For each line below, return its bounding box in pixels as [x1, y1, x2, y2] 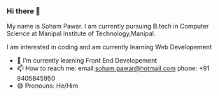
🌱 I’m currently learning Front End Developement [16, 56, 157, 65]
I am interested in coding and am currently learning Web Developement [6, 43, 213, 51]
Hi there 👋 [6, 6, 41, 16]
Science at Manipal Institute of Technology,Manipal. [6, 29, 156, 38]
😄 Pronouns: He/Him [16, 81, 78, 90]
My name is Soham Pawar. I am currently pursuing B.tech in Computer [6, 22, 209, 31]
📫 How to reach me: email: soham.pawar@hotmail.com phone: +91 [16, 64, 210, 72]
